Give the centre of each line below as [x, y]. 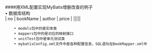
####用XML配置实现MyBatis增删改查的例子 [49, 7]
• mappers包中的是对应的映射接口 [44, 34]
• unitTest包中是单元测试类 [39, 39]
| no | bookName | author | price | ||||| [43, 19]
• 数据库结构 [18, 13]
